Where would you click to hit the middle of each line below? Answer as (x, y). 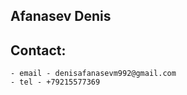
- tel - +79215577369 (55, 82)
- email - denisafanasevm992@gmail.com (93, 74)
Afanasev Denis (61, 16)
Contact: (38, 50)
